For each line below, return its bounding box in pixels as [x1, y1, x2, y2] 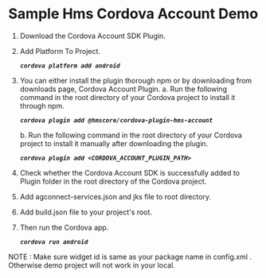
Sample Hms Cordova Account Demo [8, 5, 259, 23]
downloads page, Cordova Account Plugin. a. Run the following [19, 84, 228, 94]
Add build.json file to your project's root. [19, 207, 153, 217]
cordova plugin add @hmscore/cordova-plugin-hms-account [19, 116, 213, 124]
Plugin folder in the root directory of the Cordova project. [19, 176, 207, 186]
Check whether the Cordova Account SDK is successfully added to [19, 168, 241, 177]
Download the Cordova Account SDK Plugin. [19, 31, 166, 41]
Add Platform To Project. [19, 46, 101, 56]
